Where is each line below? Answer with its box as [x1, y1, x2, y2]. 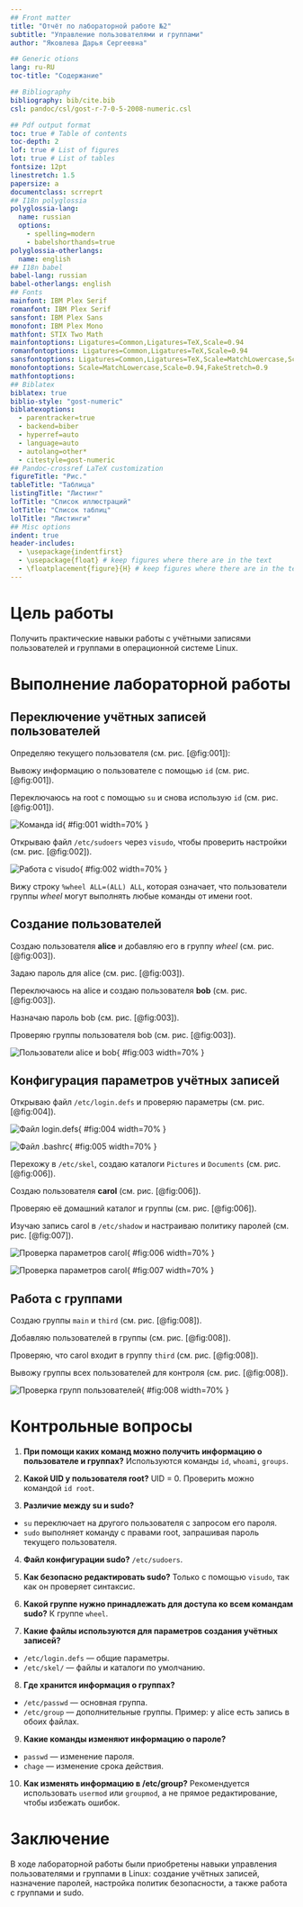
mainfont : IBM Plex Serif [10, 296, 107, 305]
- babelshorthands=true [26, 238, 116, 247]
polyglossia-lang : [10, 204, 79, 213]
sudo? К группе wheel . [22, 1608, 109, 1619]
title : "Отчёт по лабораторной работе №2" [10, 22, 172, 31]
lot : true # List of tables [10, 154, 116, 163]
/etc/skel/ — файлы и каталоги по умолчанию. [22, 1662, 206, 1673]
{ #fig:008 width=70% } [140, 1385, 229, 1396]
